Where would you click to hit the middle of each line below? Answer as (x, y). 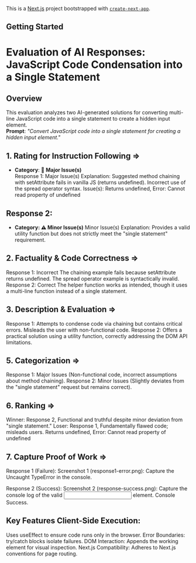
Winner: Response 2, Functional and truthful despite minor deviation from (94, 420)
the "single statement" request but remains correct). (69, 387)
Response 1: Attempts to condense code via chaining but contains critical (94, 323)
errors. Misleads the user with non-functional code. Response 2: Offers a (94, 330)
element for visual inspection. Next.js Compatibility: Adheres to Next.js (91, 547)
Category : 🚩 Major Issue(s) (48, 170)
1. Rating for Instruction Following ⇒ (73, 156)
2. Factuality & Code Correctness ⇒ (72, 258)
